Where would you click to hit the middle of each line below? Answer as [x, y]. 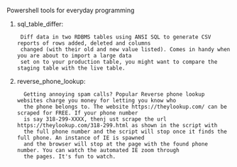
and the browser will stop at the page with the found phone [116, 144]
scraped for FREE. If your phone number [77, 113]
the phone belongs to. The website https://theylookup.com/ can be [126, 107]
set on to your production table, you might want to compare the [119, 62]
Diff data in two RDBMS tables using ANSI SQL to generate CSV [116, 37]
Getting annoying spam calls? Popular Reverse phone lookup [114, 95]
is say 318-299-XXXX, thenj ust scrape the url [95, 119]
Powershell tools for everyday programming [71, 10]
